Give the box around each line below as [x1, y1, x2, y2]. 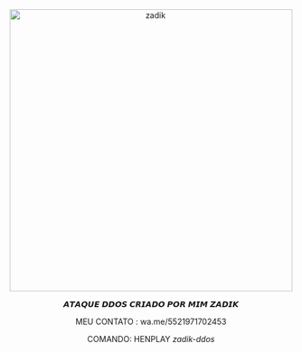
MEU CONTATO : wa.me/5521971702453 [75, 316, 227, 327]
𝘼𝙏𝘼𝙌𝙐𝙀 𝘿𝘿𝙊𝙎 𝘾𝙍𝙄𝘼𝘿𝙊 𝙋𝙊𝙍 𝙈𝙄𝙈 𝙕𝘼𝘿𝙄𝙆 [62, 299, 240, 310]
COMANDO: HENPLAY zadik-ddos [87, 334, 215, 344]
